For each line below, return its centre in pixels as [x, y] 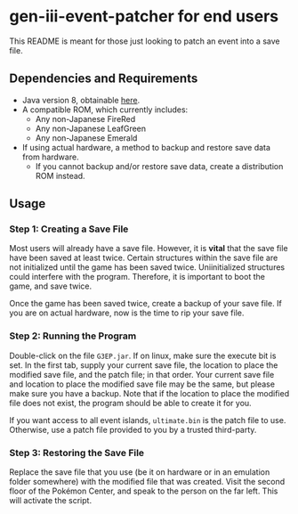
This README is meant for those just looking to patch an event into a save [145, 41]
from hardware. [50, 157]
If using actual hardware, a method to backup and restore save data [146, 147]
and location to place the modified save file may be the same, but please [142, 384]
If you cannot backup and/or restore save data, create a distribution [159, 166]
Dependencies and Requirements [104, 79]
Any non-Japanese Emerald [86, 138]
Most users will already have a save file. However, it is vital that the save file [149, 249]
